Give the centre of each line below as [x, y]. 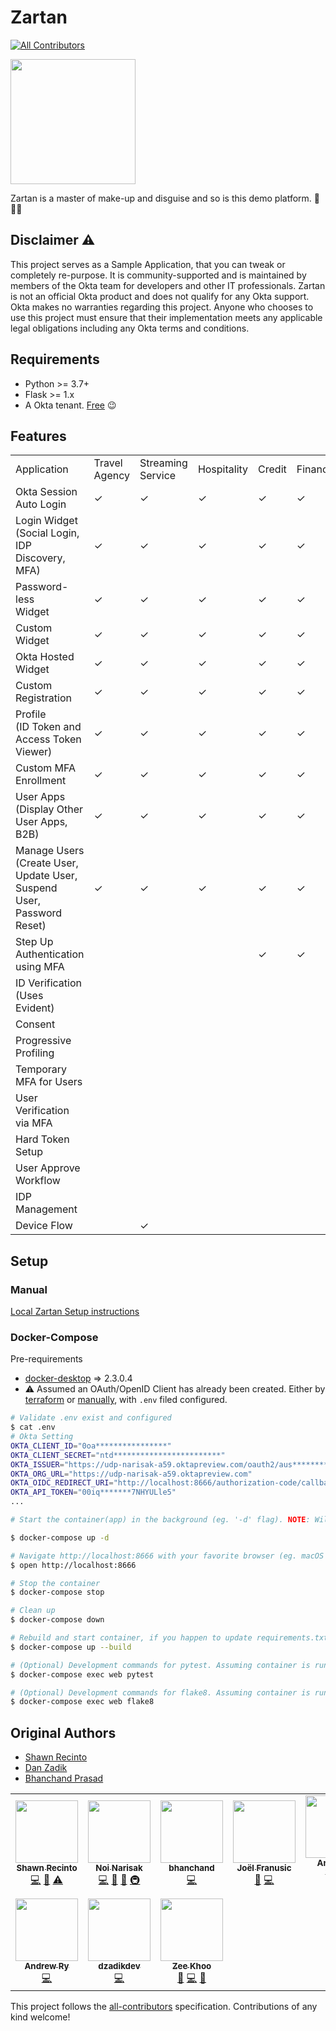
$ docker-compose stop [57, 1592]
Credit [272, 469]
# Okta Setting [42, 1437]
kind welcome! [40, 2017]
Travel [108, 463]
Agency [111, 476]
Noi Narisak [119, 1868]
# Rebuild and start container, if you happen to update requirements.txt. [171, 1638]
